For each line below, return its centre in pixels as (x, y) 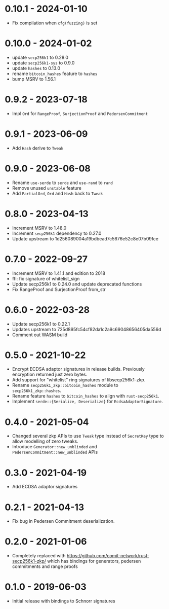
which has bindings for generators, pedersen (94, 561)
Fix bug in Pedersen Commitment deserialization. (63, 521)
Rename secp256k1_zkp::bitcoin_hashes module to (65, 385)
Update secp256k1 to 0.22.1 (41, 324)
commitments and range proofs (45, 566)
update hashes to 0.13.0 (36, 68)
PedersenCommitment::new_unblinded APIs (55, 452)
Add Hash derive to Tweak (38, 148)
